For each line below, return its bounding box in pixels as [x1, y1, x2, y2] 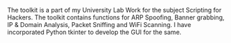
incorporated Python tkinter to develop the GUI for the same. [7, 28, 181, 36]
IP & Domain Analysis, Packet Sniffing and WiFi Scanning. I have [7, 21, 192, 28]
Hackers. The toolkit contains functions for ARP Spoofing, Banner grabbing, [7, 13, 225, 21]
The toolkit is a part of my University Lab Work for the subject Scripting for [7, 6, 222, 14]
